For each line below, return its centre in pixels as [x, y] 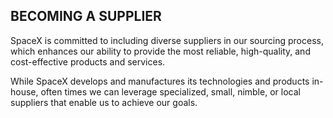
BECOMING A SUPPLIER [86, 16]
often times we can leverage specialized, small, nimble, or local [170, 91]
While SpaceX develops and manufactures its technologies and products [160, 81]
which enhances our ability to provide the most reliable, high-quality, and [160, 51]
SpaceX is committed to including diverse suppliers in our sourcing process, [167, 40]
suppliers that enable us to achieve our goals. [104, 102]
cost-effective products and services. [88, 61]
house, [24, 91]
